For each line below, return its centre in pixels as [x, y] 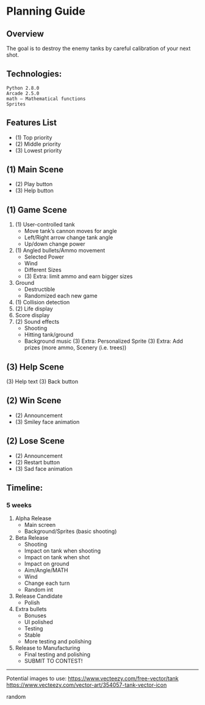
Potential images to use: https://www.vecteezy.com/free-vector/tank [92, 679]
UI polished [38, 622]
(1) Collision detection [42, 302]
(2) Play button [34, 184]
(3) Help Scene [35, 367]
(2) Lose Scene [36, 441]
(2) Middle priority [38, 144]
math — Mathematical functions [46, 99]
